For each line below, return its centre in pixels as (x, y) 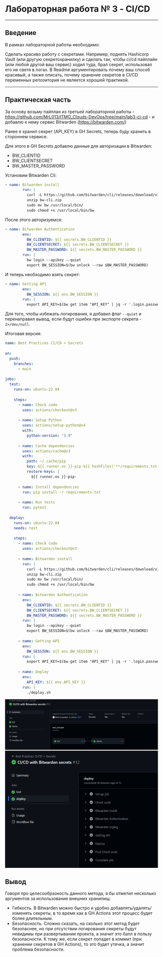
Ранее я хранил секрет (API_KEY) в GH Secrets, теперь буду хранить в (78, 131)
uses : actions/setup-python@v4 (54, 425)
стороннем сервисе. (26, 136)
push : (15, 358)
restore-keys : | (43, 472)
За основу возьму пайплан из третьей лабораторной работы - (70, 112)
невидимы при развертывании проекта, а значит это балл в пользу (82, 934)
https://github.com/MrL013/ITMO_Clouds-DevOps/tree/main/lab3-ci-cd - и (80, 117)
